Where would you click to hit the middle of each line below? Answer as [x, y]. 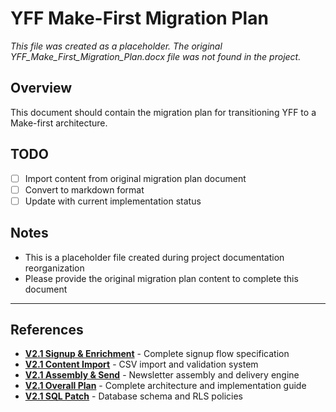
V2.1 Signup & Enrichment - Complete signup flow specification [157, 354]
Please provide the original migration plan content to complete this [161, 278]
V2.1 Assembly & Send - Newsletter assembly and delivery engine [162, 375]
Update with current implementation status [113, 201]
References [47, 329]
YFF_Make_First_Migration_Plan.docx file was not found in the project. [156, 56]
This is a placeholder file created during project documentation [154, 257]
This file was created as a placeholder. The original [116, 46]
